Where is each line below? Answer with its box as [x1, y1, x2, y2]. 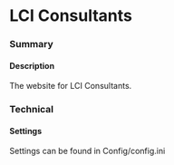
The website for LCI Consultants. [9, 81, 132, 92]
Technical [9, 103, 54, 116]
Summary [9, 38, 54, 51]
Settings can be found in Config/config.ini [9, 146, 166, 157]
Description [9, 60, 55, 71]
